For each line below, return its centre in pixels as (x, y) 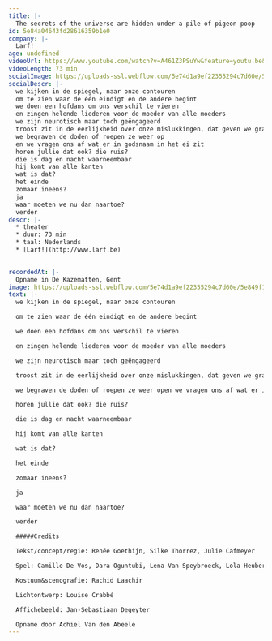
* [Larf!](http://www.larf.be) (68, 250)
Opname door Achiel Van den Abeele (76, 624)
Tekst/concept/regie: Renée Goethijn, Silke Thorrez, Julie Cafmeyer (135, 551)
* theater (32, 227)
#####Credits (38, 536)
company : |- (28, 39)
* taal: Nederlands (49, 243)
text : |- (23, 295)
